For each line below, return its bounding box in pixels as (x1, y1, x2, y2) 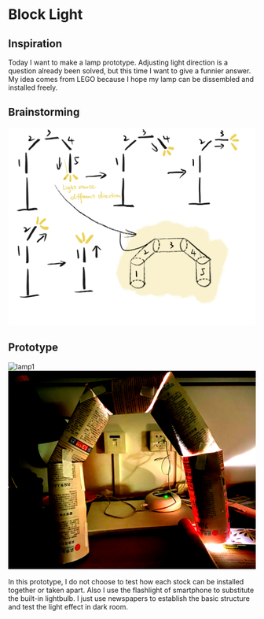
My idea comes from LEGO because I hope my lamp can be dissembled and (8, 75, 254, 83)
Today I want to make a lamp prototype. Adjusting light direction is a (8, 57, 229, 67)
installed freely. (8, 83, 58, 92)
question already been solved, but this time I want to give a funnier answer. (8, 66, 251, 76)
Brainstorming (8, 106, 80, 119)
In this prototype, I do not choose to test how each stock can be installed (8, 576, 244, 586)
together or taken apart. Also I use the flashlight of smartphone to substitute (8, 585, 255, 595)
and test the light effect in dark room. (8, 602, 128, 611)
